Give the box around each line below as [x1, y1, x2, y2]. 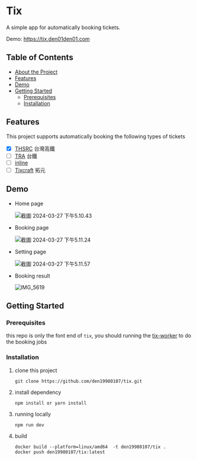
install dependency [14, 389, 62, 396]
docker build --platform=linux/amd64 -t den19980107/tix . [14, 444, 166, 450]
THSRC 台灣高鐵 [14, 145, 55, 152]
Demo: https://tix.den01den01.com [6, 35, 90, 42]
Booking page [14, 224, 49, 231]
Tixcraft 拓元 [14, 166, 46, 173]
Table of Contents [6, 52, 74, 63]
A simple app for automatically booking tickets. [6, 24, 121, 31]
